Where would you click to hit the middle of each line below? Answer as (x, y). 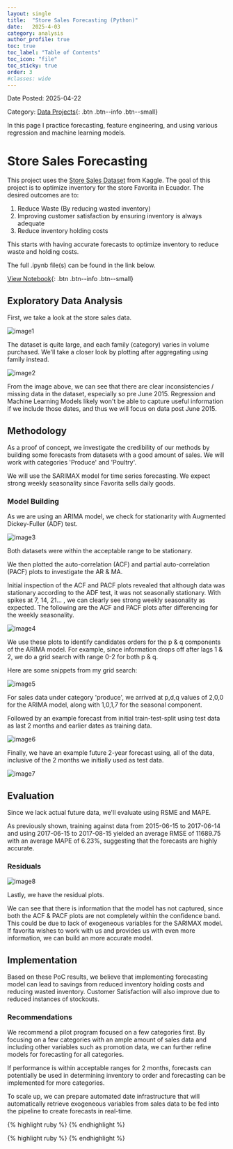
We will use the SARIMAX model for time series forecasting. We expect (109, 476)
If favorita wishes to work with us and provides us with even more (102, 931)
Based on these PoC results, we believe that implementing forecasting (108, 977)
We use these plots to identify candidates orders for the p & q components (114, 642)
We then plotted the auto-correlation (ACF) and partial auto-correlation (109, 564)
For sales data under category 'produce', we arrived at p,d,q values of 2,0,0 (115, 698)
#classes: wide (29, 78)
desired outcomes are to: (43, 195)
